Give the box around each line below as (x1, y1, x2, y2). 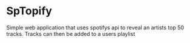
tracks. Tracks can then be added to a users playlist (6, 30, 136, 37)
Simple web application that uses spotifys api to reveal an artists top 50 (6, 24, 185, 31)
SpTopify (6, 4, 53, 18)
